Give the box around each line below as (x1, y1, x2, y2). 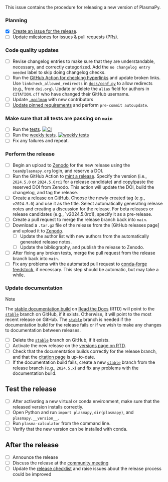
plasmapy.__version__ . (12, 415, 59, 421)
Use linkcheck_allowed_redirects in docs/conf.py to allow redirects (12, 80, 153, 86)
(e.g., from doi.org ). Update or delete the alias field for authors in (12, 86, 149, 92)
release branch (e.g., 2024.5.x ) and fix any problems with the (12, 365, 139, 371)
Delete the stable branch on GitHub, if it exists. (12, 337, 110, 343)
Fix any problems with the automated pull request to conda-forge (12, 261, 147, 267)
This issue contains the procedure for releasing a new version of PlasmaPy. (5, 5, 161, 10)
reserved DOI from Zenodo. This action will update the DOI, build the (12, 184, 154, 190)
